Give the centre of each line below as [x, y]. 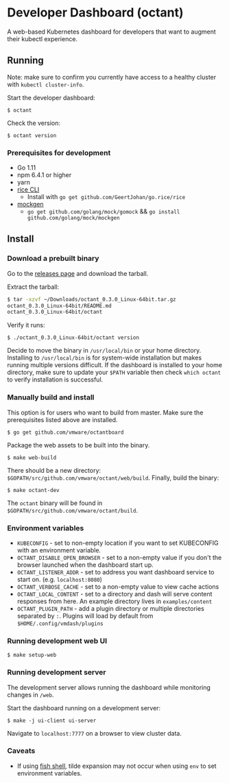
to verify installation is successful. [55, 379]
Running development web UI [57, 641]
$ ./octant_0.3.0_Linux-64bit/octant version [73, 338]
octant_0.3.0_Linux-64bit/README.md [59, 306]
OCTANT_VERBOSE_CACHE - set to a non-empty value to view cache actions [118, 586]
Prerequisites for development [59, 152]
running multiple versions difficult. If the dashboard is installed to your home [115, 365]
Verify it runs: [26, 325]
